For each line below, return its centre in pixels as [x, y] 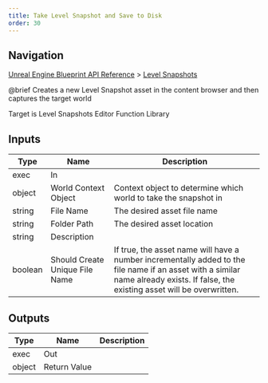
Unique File [72, 270]
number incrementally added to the [179, 260]
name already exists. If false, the [174, 280]
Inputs [25, 139]
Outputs [29, 318]
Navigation [36, 55]
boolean [28, 270]
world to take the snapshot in [168, 198]
